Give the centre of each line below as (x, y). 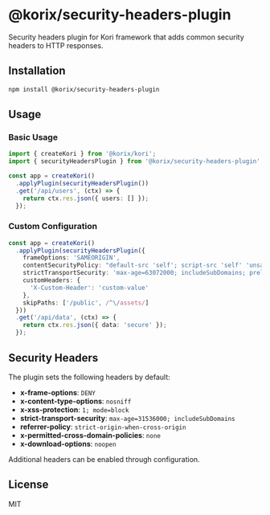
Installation (37, 71)
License (29, 485)
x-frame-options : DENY (58, 392)
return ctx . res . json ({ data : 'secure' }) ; (95, 325)
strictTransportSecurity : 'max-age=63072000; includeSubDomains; (135, 273)
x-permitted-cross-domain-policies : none (90, 435)
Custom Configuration (53, 227)
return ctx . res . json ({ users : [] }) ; (86, 198)
